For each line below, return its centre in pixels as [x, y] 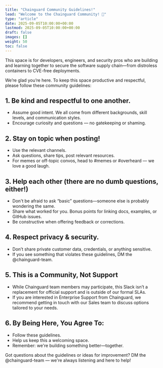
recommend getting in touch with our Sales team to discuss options [81, 302]
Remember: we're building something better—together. [68, 345]
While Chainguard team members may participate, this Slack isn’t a [80, 287]
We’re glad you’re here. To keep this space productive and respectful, [76, 80]
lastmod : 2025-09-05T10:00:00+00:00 [42, 28]
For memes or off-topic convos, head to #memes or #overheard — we [83, 161]
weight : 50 [16, 42]
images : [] [16, 37]
